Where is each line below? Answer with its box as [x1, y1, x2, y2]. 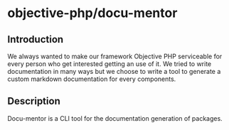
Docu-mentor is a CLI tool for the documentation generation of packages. [7, 114, 223, 122]
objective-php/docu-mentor [7, 5, 178, 21]
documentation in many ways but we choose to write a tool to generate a [7, 67, 221, 75]
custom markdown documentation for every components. [7, 75, 176, 83]
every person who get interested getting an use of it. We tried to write [7, 60, 212, 68]
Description [7, 95, 60, 107]
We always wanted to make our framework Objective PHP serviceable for [7, 52, 223, 60]
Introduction [7, 33, 64, 45]
